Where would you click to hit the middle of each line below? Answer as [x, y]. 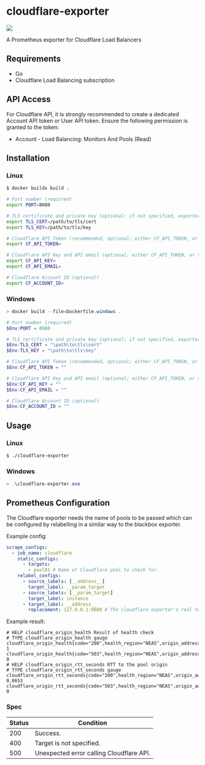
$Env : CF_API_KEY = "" [34, 384]
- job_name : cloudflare [42, 553]
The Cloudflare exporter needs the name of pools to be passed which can [99, 517]
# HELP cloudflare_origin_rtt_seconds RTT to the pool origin [87, 665]
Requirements [34, 59]
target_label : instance [58, 598]
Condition [92, 723]
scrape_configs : [27, 547]
